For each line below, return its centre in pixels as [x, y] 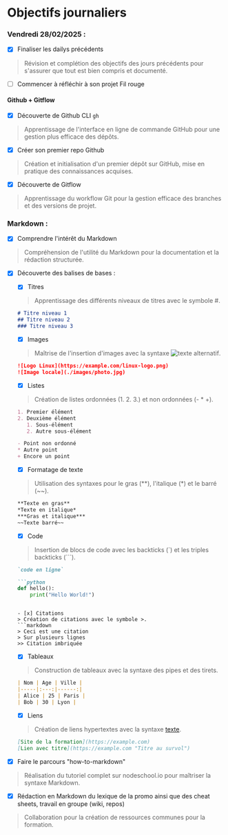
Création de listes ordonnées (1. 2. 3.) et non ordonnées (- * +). [124, 399]
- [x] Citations [40, 613]
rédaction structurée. [54, 259]
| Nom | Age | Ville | [50, 683]
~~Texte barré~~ [40, 522]
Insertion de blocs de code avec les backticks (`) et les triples [121, 549]
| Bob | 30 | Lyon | [46, 702]
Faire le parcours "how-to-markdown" [71, 761]
